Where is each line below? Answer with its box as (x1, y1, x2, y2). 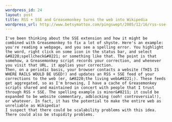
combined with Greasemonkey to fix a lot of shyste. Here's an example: (5, 40, 164, 46)
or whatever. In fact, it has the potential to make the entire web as (5, 98, 161, 104)
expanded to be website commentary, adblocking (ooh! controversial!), (5, 94, 161, 99)
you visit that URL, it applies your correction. (5, 63, 114, 68)
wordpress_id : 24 (5, 7, 42, 13)
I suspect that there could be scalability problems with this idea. (5, 108, 157, 113)
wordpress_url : (5, 22, 38, 27)
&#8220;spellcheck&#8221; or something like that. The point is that (5, 54, 157, 59)
